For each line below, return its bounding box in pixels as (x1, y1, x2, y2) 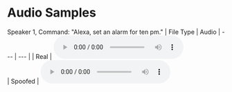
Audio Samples (7, 5, 97, 21)
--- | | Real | (18, 52, 52, 60)
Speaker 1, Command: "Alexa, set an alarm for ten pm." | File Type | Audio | (7, 28, 220, 36)
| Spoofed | (7, 77, 39, 85)
